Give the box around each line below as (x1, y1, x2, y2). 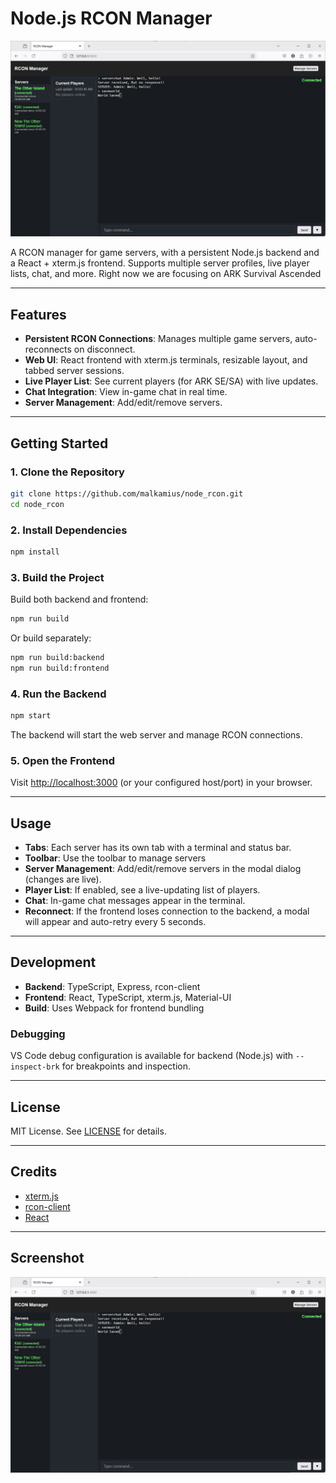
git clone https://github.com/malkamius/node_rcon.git (10, 488, 244, 499)
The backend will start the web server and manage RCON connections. (10, 728, 303, 741)
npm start (10, 711, 52, 721)
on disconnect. (73, 343, 136, 356)
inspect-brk (10, 1062, 60, 1072)
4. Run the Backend (10, 687, 107, 701)
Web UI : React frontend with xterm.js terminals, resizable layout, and (24, 354, 308, 366)
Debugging (10, 1027, 66, 1041)
